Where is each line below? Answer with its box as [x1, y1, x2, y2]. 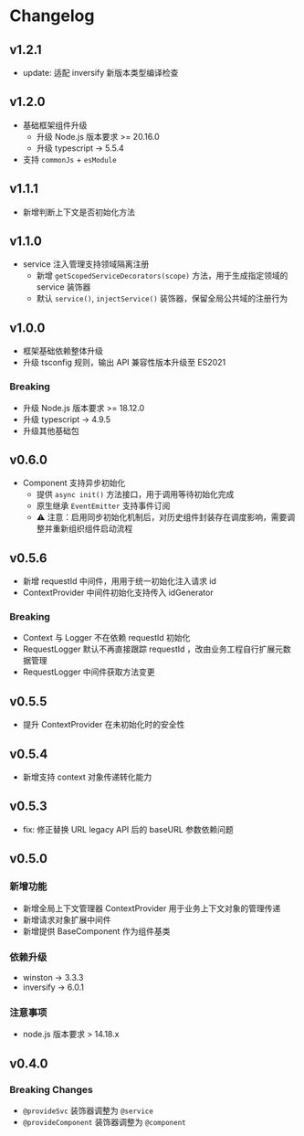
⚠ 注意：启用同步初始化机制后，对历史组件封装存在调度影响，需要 [36, 512, 288, 523]
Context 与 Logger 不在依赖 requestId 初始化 [22, 632, 191, 643]
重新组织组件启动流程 [52, 523, 133, 535]
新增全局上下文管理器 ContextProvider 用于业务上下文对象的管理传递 [22, 902, 281, 914]
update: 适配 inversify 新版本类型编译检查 [22, 68, 179, 78]
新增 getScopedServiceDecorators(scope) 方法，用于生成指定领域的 [36, 271, 288, 281]
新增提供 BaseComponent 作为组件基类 [22, 925, 171, 937]
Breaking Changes [9, 1083, 94, 1096]
